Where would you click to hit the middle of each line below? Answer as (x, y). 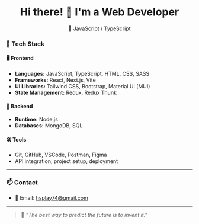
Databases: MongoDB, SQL (49, 126)
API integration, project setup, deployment (66, 161)
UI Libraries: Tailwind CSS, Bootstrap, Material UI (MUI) (82, 87)
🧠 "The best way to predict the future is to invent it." (84, 215)
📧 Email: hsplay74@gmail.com (52, 197)
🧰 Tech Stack (25, 44)
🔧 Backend (20, 106)
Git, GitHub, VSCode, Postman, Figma (61, 155)
